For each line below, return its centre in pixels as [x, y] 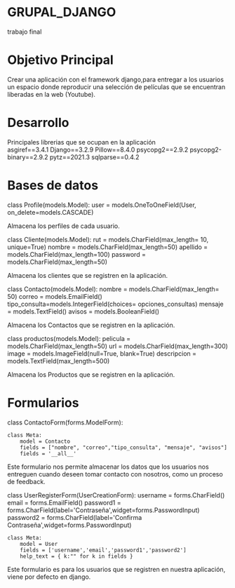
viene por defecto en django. [49, 577]
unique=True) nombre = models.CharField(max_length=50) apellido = [108, 247]
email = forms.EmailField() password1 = [64, 502]
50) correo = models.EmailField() [55, 296]
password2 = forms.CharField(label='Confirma [75, 517]
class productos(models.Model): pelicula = [69, 338]
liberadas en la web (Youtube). [52, 94]
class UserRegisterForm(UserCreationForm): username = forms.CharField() [116, 495]
